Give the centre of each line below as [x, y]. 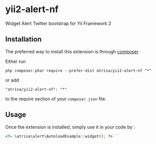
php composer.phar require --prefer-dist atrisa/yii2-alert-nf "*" [79, 70]
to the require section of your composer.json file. [56, 99]
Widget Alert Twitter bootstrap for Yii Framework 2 [58, 23]
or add [12, 80]
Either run [16, 61]
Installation [23, 39]
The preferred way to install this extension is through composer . [72, 51]
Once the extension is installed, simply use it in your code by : [70, 127]
